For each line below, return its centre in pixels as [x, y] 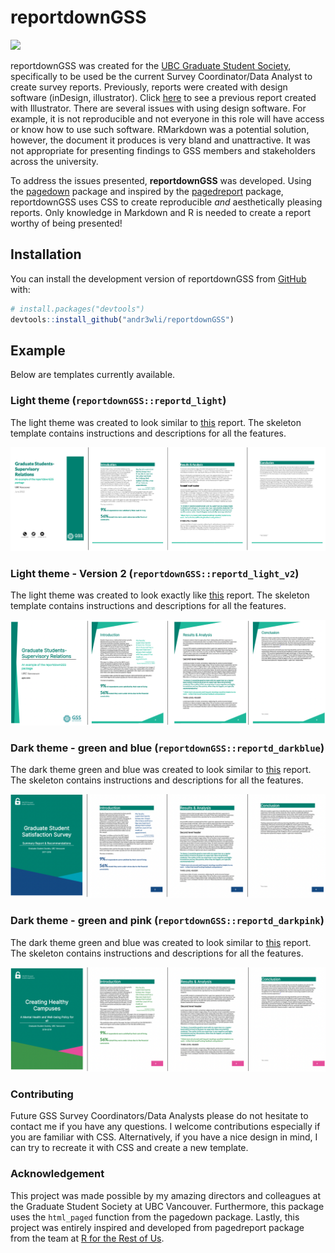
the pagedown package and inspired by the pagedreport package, [147, 191]
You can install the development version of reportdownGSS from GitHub [158, 278]
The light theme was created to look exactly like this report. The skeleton [160, 595]
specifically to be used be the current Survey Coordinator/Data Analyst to [161, 76]
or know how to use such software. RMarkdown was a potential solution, [160, 129]
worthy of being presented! [66, 223]
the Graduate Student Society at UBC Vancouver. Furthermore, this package [167, 1206]
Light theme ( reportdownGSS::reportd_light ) [118, 401]
